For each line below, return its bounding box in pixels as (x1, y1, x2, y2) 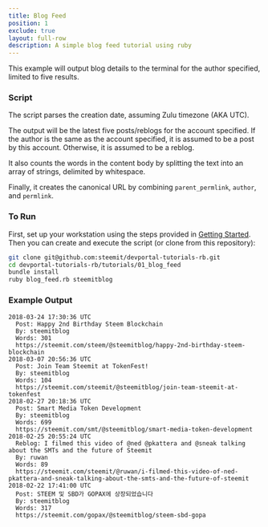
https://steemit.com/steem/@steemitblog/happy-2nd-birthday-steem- (15, 341, 246, 349)
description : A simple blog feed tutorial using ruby (8, 42, 193, 50)
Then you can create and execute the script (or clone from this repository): (8, 237, 256, 247)
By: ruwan (15, 453, 48, 461)
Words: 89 (15, 460, 48, 468)
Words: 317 (15, 504, 52, 512)
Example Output (8, 294, 73, 306)
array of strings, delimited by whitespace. (8, 167, 146, 176)
